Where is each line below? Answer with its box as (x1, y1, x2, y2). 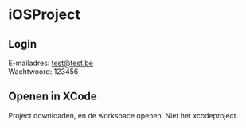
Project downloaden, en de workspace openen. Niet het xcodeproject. (8, 111, 239, 120)
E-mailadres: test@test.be (8, 58, 94, 68)
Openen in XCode (8, 90, 97, 103)
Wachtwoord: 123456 (8, 67, 79, 76)
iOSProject (8, 6, 81, 24)
